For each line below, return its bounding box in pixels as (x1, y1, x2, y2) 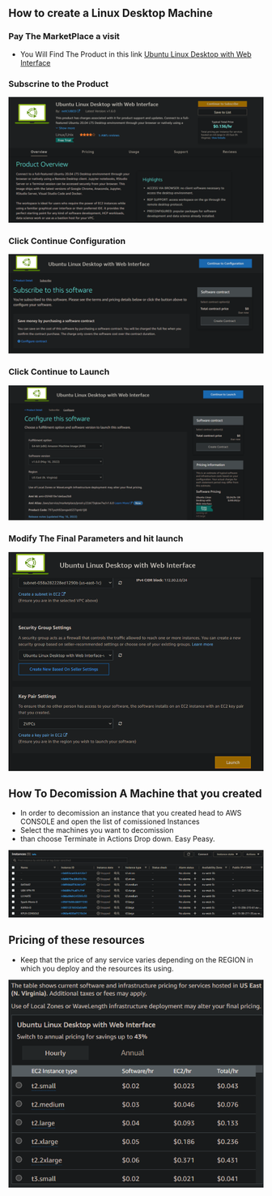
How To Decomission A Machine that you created (8, 787, 262, 801)
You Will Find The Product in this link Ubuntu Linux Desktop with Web (19, 49, 253, 59)
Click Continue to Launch (8, 367, 110, 378)
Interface (19, 58, 51, 67)
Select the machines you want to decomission (19, 825, 174, 835)
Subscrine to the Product (8, 78, 109, 89)
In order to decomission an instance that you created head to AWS (19, 808, 242, 818)
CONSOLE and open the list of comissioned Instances (19, 817, 200, 826)
